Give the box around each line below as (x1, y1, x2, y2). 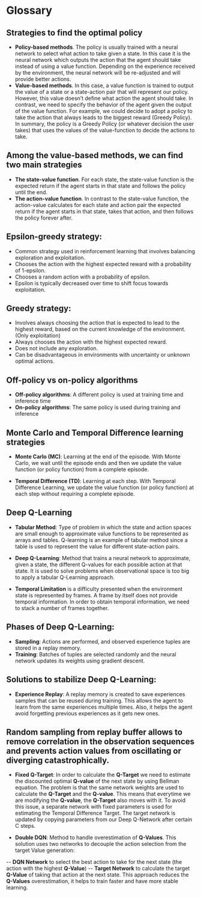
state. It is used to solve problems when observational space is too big (14, 567, 190, 575)
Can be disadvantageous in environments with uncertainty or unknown (14, 351, 190, 359)
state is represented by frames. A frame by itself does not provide (14, 591, 178, 599)
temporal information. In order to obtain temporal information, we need (14, 598, 190, 605)
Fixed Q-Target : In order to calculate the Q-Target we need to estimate (14, 771, 191, 778)
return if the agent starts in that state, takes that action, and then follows (14, 208, 194, 215)
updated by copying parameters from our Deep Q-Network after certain (14, 816, 193, 823)
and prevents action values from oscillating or (6, 745, 182, 756)
